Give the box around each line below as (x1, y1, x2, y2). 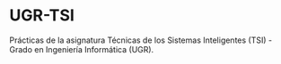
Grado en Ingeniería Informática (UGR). (9, 44, 154, 54)
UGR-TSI (9, 5, 75, 26)
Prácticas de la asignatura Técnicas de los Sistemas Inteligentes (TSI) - (9, 35, 272, 45)
